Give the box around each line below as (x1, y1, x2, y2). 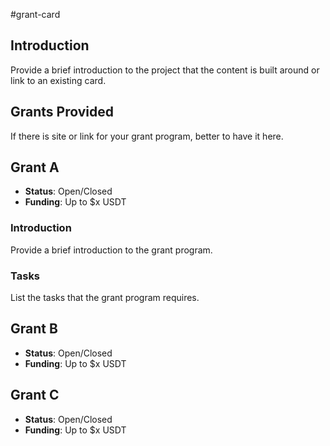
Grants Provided (10, 104, 114, 121)
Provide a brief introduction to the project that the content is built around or (10, 64, 320, 76)
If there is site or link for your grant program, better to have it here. (10, 130, 284, 142)
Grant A (10, 159, 60, 176)
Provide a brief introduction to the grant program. (10, 244, 213, 256)
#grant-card (10, 9, 61, 20)
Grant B (10, 320, 58, 338)
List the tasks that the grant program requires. (10, 292, 200, 304)
